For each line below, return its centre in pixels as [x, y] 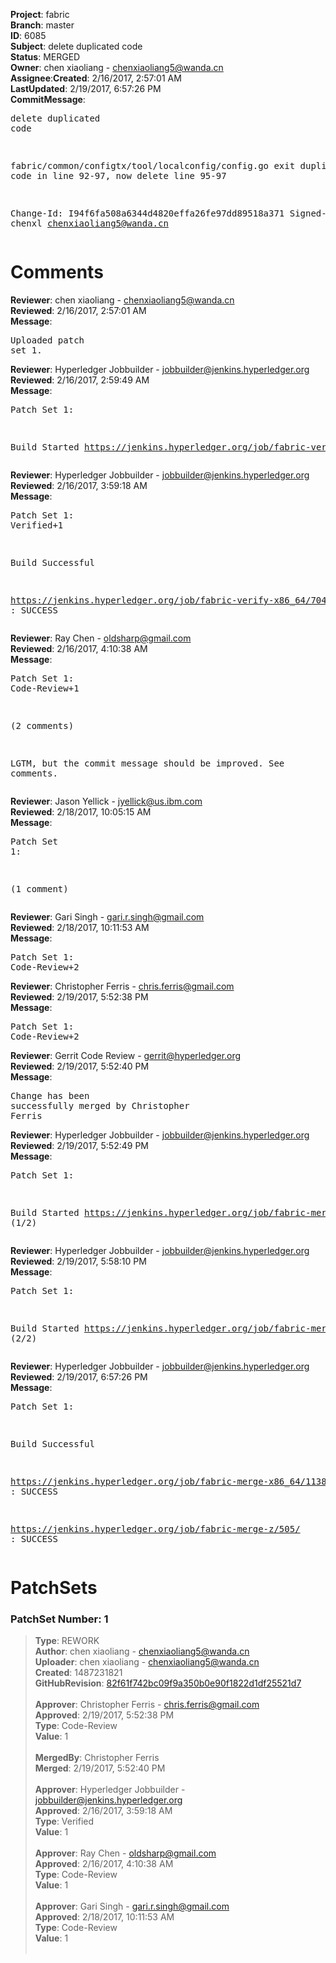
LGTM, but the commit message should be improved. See [147, 763]
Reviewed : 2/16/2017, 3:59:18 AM [79, 485]
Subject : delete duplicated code [76, 46]
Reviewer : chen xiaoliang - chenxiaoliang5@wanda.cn [122, 300]
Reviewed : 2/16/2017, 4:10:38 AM [79, 648]
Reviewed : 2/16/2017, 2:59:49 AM [80, 380]
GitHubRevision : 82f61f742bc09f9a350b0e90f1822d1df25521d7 [168, 1683]
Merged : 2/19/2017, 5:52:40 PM [100, 1768]
